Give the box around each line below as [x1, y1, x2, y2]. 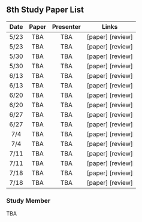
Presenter [52, 22, 81, 31]
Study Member [6, 196, 51, 205]
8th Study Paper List [6, 5, 84, 15]
